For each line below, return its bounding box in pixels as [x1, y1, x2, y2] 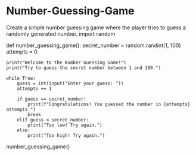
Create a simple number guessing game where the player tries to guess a [6, 24, 186, 31]
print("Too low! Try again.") [27, 122, 102, 128]
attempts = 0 [6, 48, 38, 55]
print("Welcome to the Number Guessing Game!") [6, 60, 127, 65]
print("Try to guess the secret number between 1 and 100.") [6, 64, 161, 71]
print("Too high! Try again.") [27, 132, 105, 138]
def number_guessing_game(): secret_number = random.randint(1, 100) [6, 42, 181, 49]
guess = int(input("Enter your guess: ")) [17, 80, 124, 86]
